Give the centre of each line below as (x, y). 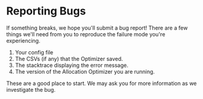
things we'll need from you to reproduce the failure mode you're (86, 34)
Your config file (34, 52)
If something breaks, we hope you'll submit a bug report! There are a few (97, 28)
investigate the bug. (31, 89)
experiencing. (23, 40)
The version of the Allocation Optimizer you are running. (85, 71)
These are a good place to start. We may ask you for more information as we (102, 83)
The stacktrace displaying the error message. (72, 65)
